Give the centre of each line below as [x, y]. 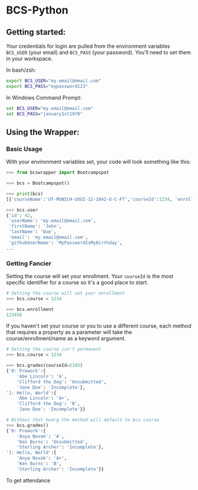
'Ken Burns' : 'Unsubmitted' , [52, 442]
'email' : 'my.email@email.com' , [48, 237]
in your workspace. [29, 59]
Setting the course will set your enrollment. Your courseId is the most [90, 276]
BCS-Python [37, 10]
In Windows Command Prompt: [44, 97]
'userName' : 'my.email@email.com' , [52, 221]
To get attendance [28, 480]
